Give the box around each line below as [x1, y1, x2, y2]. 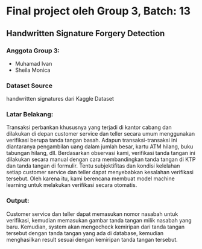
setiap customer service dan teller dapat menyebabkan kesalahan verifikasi [6, 169, 194, 176]
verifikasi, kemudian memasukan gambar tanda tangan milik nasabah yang [6, 216, 192, 224]
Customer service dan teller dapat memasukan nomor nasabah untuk [6, 210, 178, 218]
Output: [6, 197, 30, 205]
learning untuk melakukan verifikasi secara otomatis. [6, 181, 137, 189]
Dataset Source [6, 81, 53, 90]
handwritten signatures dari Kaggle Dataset [6, 95, 115, 102]
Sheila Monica [14, 66, 51, 74]
